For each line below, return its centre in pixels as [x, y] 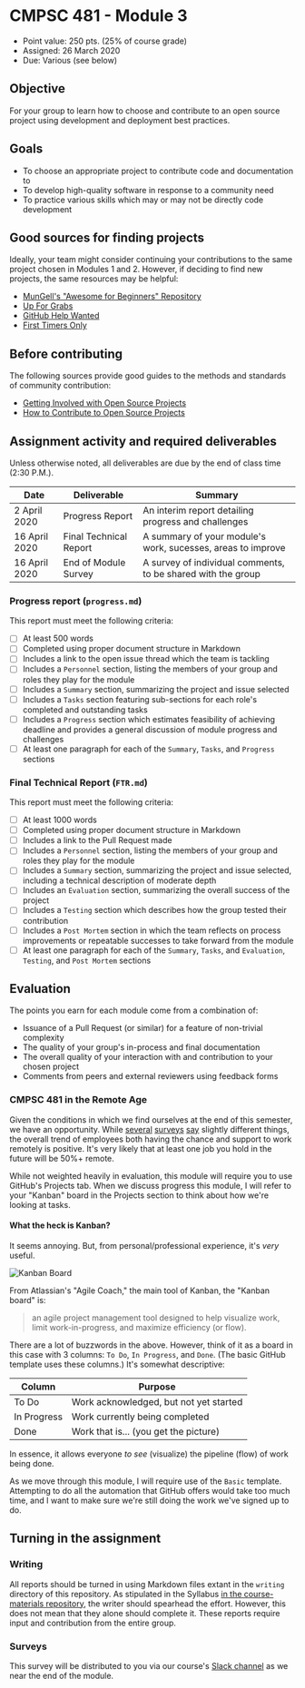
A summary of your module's [204, 536]
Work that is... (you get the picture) [146, 1431]
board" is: [28, 1300]
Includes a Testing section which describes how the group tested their [155, 910]
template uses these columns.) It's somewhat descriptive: [117, 1364]
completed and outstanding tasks [85, 710]
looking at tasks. [40, 1204]
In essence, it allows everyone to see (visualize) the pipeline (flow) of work [149, 1454]
